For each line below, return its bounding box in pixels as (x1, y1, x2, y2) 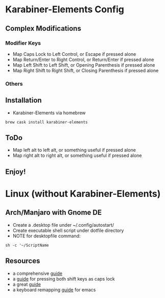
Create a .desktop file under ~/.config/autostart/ (12, 222, 114, 228)
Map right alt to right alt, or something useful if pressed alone (12, 152, 142, 158)
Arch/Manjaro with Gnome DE (5, 208, 102, 217)
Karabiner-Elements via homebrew (12, 109, 86, 116)
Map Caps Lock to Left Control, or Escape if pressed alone (12, 51, 136, 57)
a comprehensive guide (12, 270, 63, 276)
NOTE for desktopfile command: (12, 232, 81, 239)
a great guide (12, 281, 41, 287)
